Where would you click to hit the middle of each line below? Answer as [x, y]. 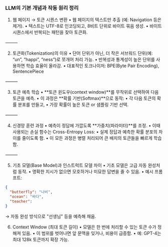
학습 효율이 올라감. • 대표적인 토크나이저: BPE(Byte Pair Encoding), [93, 66]
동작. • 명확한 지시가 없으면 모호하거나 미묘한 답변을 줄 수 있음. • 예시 [86, 172]
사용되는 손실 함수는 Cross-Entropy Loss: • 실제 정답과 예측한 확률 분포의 [85, 132]
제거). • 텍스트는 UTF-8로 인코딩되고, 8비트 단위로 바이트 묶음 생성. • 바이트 [87, 26]
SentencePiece [28, 72]
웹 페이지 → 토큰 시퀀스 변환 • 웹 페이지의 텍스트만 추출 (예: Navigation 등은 [87, 20]
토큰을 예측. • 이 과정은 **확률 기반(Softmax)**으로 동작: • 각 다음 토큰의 [84, 98]
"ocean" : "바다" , [27, 197]
